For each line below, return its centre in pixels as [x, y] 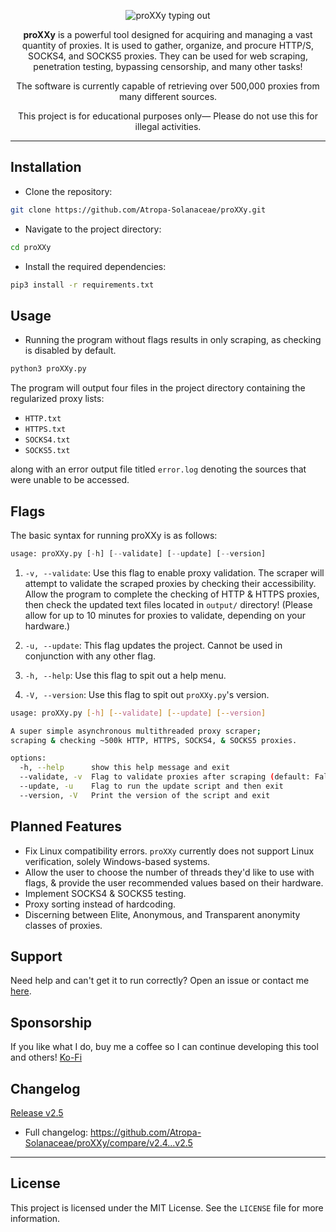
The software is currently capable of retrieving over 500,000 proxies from [168, 86]
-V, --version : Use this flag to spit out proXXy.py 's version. [147, 694]
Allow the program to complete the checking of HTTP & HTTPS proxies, [172, 594]
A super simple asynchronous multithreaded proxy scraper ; [136, 731]
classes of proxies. [63, 925]
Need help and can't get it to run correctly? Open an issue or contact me [160, 981]
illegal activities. [168, 126]
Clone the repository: [68, 191]
